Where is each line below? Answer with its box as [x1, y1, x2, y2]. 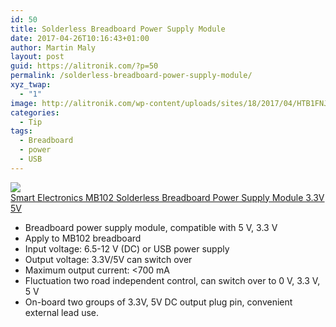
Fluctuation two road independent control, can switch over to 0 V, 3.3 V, [24, 274, 321, 286]
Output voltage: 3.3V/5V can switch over [24, 253, 193, 265]
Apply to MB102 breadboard [24, 232, 142, 244]
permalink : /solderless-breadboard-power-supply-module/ [10, 71, 253, 81]
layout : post [10, 52, 65, 62]
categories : [10, 107, 60, 118]
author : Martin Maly [10, 42, 97, 53]
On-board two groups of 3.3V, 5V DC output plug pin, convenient [24, 296, 293, 308]
